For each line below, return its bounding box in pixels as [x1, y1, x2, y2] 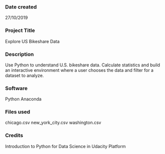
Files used [5, 108, 31, 115]
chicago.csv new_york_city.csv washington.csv [5, 120, 101, 126]
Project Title [5, 27, 36, 34]
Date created [5, 3, 37, 10]
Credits [5, 132, 23, 139]
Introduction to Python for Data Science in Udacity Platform [5, 143, 126, 149]
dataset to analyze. [5, 72, 44, 78]
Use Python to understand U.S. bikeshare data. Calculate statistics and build [5, 62, 161, 68]
